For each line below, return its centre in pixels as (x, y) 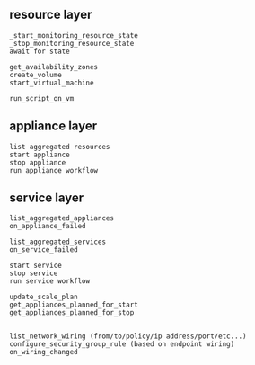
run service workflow (50, 281)
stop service (34, 273)
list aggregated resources (60, 147)
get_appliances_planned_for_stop (72, 313)
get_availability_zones (54, 67)
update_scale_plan (44, 297)
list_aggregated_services (57, 242)
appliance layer (53, 126)
